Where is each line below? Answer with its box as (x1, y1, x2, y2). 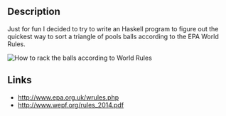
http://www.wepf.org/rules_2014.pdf (17, 100, 124, 109)
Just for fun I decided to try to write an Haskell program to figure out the (7, 24, 219, 33)
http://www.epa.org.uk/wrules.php (17, 93, 119, 102)
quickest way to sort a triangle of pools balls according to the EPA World (7, 32, 219, 41)
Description (7, 6, 60, 18)
